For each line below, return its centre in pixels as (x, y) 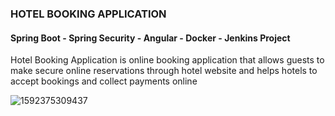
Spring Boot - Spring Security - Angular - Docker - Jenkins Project (150, 38)
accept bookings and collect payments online (104, 81)
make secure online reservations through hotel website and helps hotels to (164, 71)
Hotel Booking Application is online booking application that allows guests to (167, 60)
